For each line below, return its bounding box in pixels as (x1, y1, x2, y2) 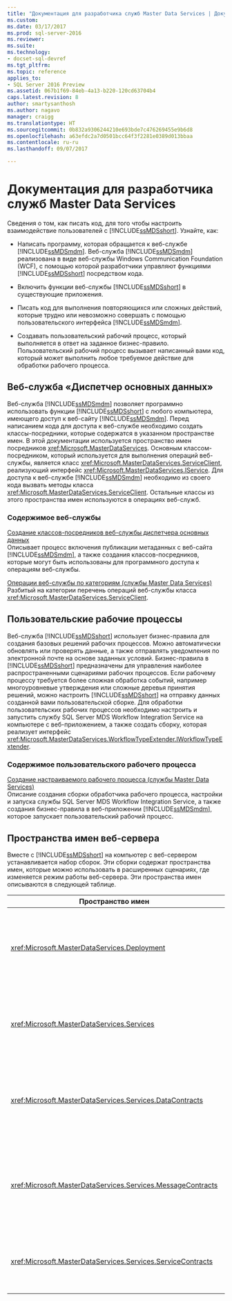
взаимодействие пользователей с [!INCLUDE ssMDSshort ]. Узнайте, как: (7, 226, 219, 234)
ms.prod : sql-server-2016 (7, 29, 81, 37)
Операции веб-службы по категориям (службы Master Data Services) (7, 579, 213, 587)
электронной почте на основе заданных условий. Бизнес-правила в (7, 654, 209, 662)
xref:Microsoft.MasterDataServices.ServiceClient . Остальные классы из (7, 488, 215, 496)
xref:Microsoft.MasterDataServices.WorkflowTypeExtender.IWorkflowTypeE (7, 735, 223, 743)
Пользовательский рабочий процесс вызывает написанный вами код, (17, 346, 225, 354)
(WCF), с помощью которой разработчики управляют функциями (17, 261, 211, 270)
